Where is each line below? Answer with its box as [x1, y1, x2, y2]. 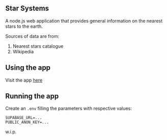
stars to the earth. [5, 23, 43, 29]
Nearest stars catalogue [12, 43, 64, 49]
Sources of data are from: [5, 33, 60, 39]
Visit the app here [5, 77, 42, 83]
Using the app [5, 64, 51, 72]
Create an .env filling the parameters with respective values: [5, 105, 132, 112]
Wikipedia [12, 48, 34, 54]
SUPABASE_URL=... [5, 115, 42, 121]
